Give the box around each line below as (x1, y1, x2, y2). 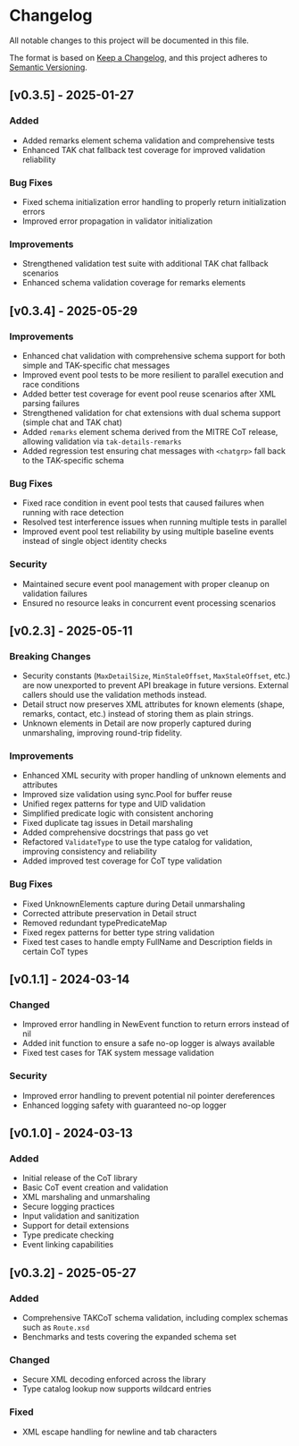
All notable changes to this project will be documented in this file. (9, 35, 250, 46)
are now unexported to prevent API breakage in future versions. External (21, 680, 289, 691)
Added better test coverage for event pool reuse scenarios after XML (21, 388, 277, 399)
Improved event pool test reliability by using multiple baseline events (21, 526, 274, 537)
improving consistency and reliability (21, 846, 158, 857)
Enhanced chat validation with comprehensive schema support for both (21, 350, 286, 361)
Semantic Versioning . (9, 62, 87, 72)
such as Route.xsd (21, 1322, 90, 1333)
